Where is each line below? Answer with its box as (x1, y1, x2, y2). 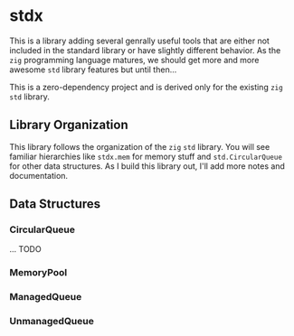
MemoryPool (9, 266, 68, 279)
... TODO (9, 244, 43, 255)
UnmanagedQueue (9, 315, 95, 328)
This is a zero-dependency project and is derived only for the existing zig (9, 81, 283, 92)
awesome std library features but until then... (9, 64, 177, 75)
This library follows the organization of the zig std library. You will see (9, 141, 270, 152)
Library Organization (9, 117, 128, 133)
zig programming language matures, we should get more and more (9, 54, 260, 65)
